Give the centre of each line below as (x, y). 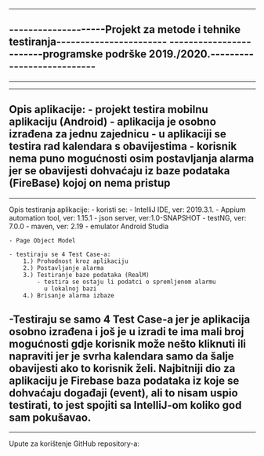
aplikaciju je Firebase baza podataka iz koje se (124, 381)
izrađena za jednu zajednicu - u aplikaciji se (118, 134)
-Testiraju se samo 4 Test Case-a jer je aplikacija (130, 320)
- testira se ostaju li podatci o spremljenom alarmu (127, 282)
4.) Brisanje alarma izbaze (69, 295)
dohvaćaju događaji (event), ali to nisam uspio (123, 393)
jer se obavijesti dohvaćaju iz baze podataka (119, 171)
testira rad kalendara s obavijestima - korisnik (123, 146)
